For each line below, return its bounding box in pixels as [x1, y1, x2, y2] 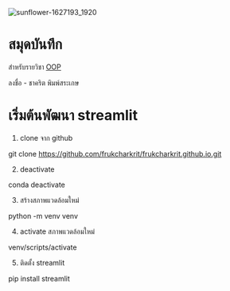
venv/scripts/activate [8, 242, 77, 252]
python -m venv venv [8, 211, 78, 220]
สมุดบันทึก [8, 36, 63, 53]
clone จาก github [19, 133, 73, 142]
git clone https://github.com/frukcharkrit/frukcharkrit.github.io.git [8, 149, 222, 158]
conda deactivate [8, 180, 66, 189]
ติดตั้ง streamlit [19, 258, 65, 267]
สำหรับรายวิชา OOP [8, 62, 61, 72]
